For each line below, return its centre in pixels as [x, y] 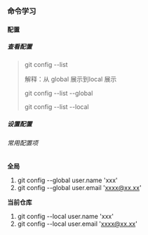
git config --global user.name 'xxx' [67, 180]
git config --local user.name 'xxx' [66, 217]
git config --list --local [56, 107]
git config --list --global [59, 94]
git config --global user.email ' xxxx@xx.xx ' [79, 188]
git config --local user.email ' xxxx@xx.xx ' [78, 224]
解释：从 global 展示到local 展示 [70, 80]
